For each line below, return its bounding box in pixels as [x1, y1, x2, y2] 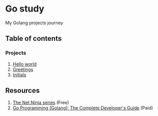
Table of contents [5, 34, 62, 43]
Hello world [12, 61, 37, 67]
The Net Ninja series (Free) [12, 99, 69, 106]
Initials [12, 72, 26, 78]
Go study [5, 3, 45, 15]
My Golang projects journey [5, 20, 63, 26]
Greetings [12, 66, 33, 72]
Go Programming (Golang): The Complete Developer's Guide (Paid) [12, 105, 153, 111]
